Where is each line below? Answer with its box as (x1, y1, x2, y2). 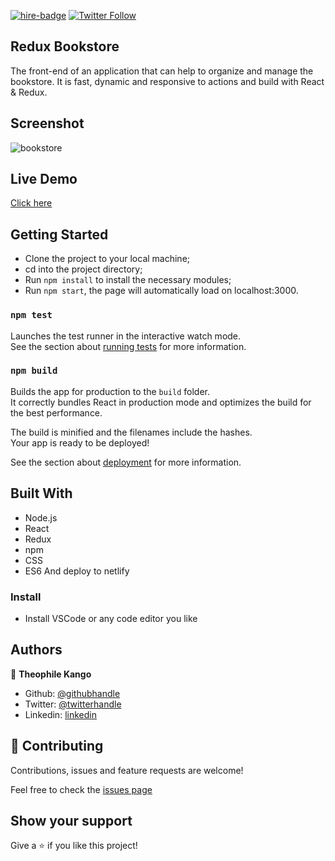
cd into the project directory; (24, 263, 143, 275)
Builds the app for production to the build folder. (10, 385, 211, 397)
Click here (10, 197, 53, 209)
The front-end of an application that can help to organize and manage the (10, 65, 314, 77)
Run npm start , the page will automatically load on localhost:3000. (24, 285, 299, 297)
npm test (10, 310, 53, 321)
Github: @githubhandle (24, 687, 121, 699)
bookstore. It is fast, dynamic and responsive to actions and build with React (10, 75, 325, 87)
